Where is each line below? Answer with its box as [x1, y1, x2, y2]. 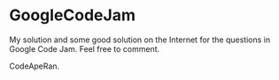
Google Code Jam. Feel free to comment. [9, 43, 160, 54]
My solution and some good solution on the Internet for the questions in [9, 34, 271, 45]
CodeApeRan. [9, 61, 60, 71]
